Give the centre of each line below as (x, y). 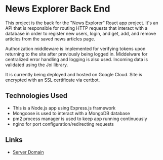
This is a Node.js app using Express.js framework (64, 108)
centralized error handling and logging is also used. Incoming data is (77, 59)
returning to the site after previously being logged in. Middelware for (76, 54)
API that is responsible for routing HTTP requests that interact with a (76, 28)
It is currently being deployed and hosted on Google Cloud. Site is (74, 74)
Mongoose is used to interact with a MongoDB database (71, 113)
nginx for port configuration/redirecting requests (63, 124)
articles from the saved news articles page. (50, 39)
